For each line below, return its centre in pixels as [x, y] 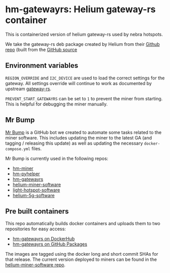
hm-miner [23, 168]
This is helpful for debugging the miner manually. [57, 104]
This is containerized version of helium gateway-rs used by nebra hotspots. [84, 34]
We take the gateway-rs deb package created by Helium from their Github [82, 44]
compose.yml [18, 149]
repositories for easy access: [36, 229]
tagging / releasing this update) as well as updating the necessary [74, 143]
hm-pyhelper [26, 174]
